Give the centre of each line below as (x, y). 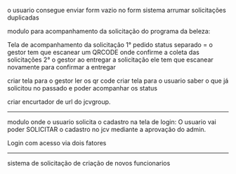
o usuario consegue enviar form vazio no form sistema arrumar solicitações (117, 10)
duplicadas (24, 18)
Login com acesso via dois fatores (57, 143)
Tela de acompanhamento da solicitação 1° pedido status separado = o (110, 45)
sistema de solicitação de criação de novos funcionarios (89, 163)
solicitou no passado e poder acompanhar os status (83, 88)
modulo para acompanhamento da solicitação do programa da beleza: (109, 31)
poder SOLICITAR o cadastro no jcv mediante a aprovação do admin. (107, 129)
